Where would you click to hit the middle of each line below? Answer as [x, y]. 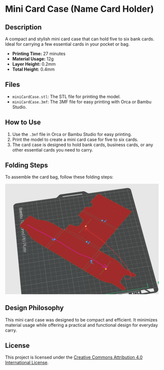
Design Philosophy [34, 308]
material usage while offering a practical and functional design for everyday [82, 325]
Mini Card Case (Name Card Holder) [80, 9]
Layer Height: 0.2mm [34, 64]
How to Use [23, 122]
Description [23, 27]
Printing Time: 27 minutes [39, 53]
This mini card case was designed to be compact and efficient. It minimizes [82, 319]
